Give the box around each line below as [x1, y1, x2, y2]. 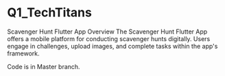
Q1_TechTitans [7, 5, 93, 21]
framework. [7, 49, 40, 58]
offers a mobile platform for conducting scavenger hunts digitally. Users [7, 34, 211, 42]
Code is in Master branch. [7, 62, 80, 71]
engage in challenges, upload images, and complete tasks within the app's [7, 42, 218, 50]
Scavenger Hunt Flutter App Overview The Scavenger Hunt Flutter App [7, 27, 208, 36]
